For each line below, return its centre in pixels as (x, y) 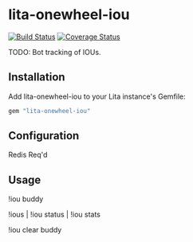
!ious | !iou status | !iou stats (55, 215)
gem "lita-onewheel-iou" (49, 111)
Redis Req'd (28, 155)
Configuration (44, 136)
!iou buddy (26, 199)
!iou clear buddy (35, 230)
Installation (37, 77)
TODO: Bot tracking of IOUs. (55, 52)
